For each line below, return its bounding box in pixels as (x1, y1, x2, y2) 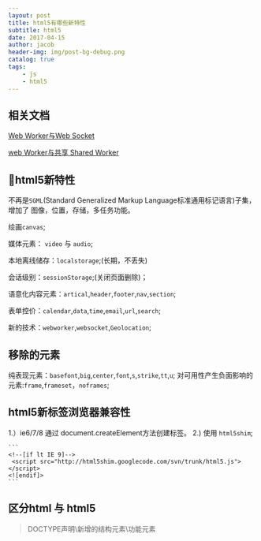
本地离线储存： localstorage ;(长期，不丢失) (8, 256, 148, 265)
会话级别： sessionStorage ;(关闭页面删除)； (8, 273, 148, 282)
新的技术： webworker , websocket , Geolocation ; (8, 323, 151, 332)
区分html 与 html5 (8, 502, 96, 515)
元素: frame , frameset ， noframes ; (8, 380, 110, 390)
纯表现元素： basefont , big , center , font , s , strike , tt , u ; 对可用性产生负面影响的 (8, 370, 254, 379)
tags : (8, 63, 26, 71)
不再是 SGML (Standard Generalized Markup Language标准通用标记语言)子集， (8, 196, 256, 205)
